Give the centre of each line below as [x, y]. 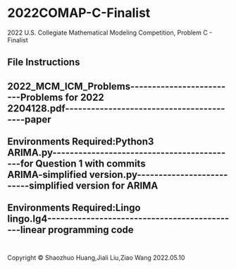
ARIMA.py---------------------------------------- [117, 152]
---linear [27, 230]
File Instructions [44, 62]
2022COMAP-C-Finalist [79, 13]
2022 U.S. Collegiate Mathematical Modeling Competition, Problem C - [110, 32]
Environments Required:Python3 [81, 142]
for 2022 [85, 97]
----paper [29, 119]
